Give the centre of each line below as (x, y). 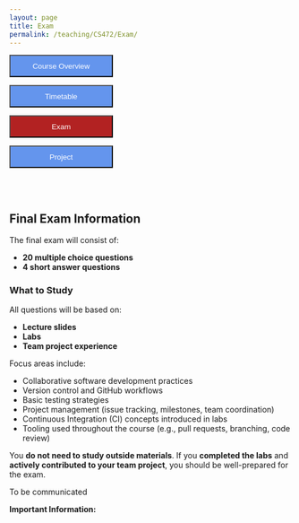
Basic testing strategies (65, 400)
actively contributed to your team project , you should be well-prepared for (149, 465)
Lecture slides (49, 327)
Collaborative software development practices (107, 381)
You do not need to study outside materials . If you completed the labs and (149, 456)
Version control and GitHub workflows (93, 390)
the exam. (28, 475)
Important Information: (53, 510)
